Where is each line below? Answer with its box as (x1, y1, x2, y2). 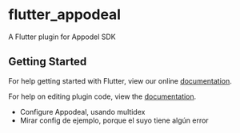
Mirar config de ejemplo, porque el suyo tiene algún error (19, 115, 210, 125)
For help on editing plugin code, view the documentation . (8, 92, 197, 101)
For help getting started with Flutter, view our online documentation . (8, 76, 232, 85)
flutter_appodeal (8, 6, 122, 24)
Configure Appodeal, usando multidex (19, 107, 146, 116)
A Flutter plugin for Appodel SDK (8, 32, 116, 41)
